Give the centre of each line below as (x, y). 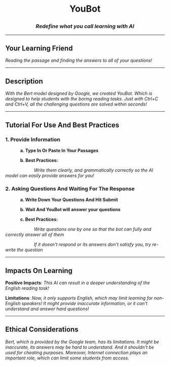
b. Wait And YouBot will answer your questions (70, 210)
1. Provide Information (33, 139)
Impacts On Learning (39, 270)
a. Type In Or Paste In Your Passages (59, 150)
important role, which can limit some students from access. (67, 358)
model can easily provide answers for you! (50, 175)
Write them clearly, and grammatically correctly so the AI (93, 170)
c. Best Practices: (39, 219)
